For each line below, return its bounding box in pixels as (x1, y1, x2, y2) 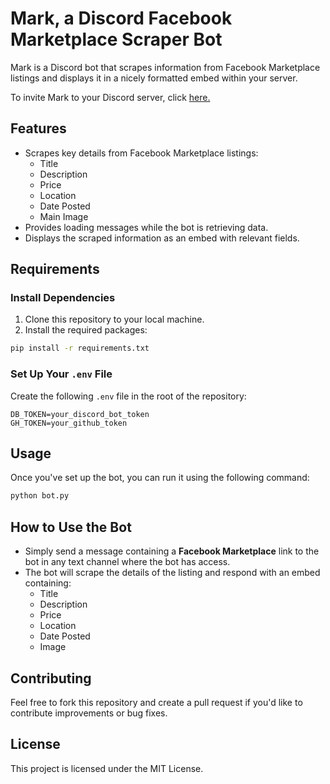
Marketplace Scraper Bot (10, 28, 223, 51)
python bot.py (10, 491, 70, 501)
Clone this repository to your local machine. (24, 313, 205, 326)
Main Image (39, 210, 89, 222)
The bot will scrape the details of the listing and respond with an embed (24, 567, 321, 579)
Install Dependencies (10, 291, 116, 305)
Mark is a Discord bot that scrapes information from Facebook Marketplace (10, 61, 321, 73)
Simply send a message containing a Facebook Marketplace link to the (24, 545, 320, 557)
